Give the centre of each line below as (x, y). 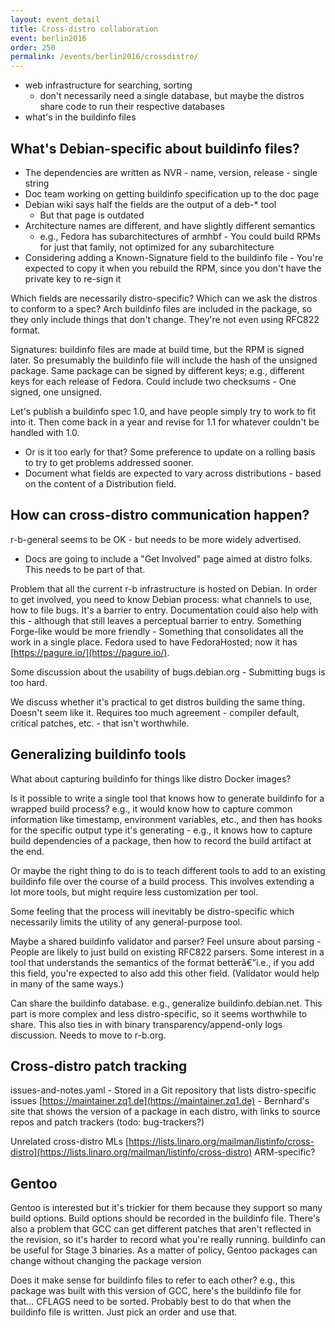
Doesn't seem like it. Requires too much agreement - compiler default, (155, 712)
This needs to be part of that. (85, 569)
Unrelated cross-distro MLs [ (70, 1142)
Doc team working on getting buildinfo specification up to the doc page (172, 193)
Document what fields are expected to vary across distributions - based (173, 473)
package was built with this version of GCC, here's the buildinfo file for (156, 1291)
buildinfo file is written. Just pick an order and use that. (124, 1312)
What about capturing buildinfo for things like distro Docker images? (151, 778)
